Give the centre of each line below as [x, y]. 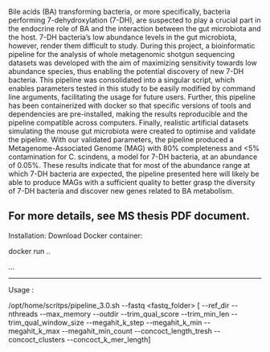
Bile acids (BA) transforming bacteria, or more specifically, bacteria [119, 12]
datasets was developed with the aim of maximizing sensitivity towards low [133, 63]
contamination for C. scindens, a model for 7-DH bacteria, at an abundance [133, 157]
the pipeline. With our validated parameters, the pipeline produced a [121, 139]
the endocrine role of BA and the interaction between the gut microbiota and [135, 29]
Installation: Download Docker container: [76, 235]
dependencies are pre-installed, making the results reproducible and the [128, 114]
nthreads [23, 313]
